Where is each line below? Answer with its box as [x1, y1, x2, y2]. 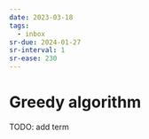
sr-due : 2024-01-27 [9, 37, 82, 47]
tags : [9, 21, 29, 30]
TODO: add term [9, 121, 69, 132]
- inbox [17, 29, 46, 38]
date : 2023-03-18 [9, 12, 74, 22]
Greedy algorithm [9, 92, 142, 112]
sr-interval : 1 [9, 46, 66, 55]
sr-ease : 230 [9, 54, 58, 63]
